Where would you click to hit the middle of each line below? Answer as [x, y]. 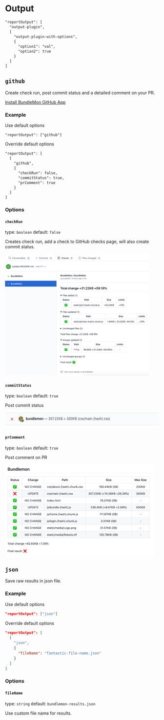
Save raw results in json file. [33, 581]
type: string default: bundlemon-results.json [50, 703]
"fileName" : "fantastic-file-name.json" [60, 653]
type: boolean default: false [33, 232]
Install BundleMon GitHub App [35, 102]
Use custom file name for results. [38, 713]
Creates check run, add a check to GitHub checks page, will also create [77, 241]
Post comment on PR [26, 457]
